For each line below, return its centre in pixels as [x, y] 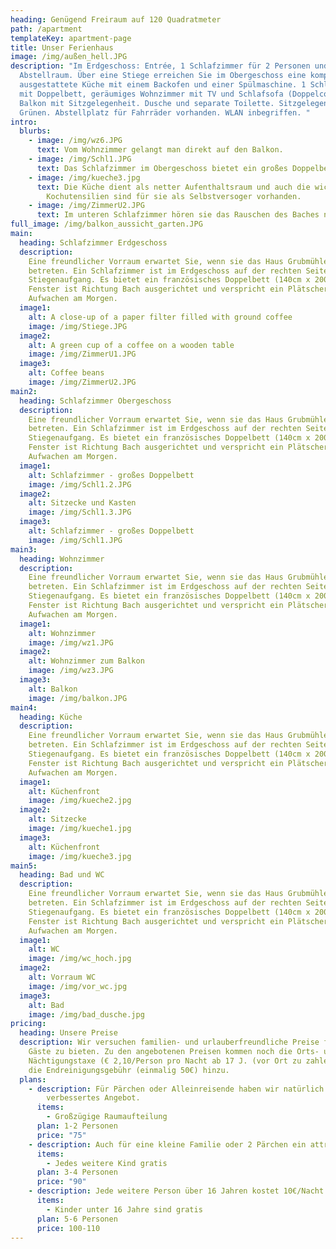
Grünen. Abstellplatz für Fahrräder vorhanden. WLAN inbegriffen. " [165, 112]
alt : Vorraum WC [62, 977]
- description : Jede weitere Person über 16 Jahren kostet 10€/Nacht [176, 1191]
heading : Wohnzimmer [62, 559]
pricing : [28, 1024]
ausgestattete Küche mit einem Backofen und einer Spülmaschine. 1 [163, 85]
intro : [24, 122]
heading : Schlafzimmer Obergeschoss [95, 401]
